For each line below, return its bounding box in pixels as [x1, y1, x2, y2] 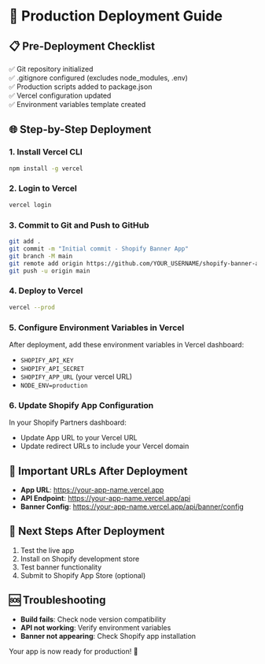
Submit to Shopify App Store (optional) [20, 570, 146, 580]
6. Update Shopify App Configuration [9, 399, 154, 410]
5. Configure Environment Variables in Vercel [9, 322, 185, 333]
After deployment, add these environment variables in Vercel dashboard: [9, 339, 245, 349]
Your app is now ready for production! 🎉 [9, 646, 138, 656]
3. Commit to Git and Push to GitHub [9, 220, 149, 231]
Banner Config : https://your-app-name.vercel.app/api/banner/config [20, 502, 245, 511]
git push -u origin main [9, 267, 90, 275]
